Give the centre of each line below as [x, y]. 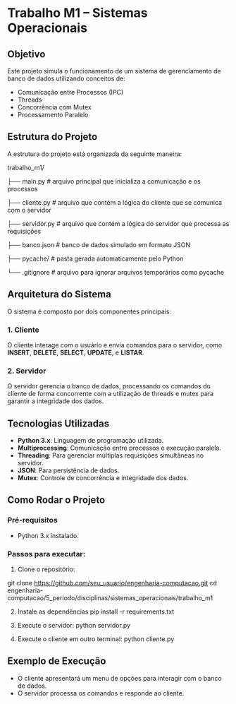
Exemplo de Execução [57, 661]
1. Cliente [24, 330]
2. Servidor [27, 371]
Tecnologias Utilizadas [58, 423]
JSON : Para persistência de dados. [68, 470]
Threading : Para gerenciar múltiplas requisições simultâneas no [111, 455]
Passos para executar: [46, 554]
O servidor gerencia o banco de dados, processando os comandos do [109, 386]
